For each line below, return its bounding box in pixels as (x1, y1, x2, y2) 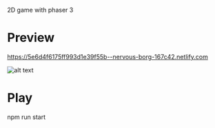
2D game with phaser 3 (7, 6, 74, 14)
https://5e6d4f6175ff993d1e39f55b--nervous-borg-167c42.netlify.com (7, 52, 208, 61)
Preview (7, 30, 55, 45)
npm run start (7, 113, 46, 121)
